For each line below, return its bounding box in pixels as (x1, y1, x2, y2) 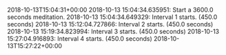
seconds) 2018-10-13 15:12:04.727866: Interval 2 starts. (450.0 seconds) (7, 20, 214, 28)
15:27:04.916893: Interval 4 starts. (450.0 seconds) (7, 35, 153, 43)
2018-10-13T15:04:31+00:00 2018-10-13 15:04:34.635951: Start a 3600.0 (7, 6, 214, 14)
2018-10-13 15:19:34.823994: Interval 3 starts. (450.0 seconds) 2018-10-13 (7, 27, 219, 35)
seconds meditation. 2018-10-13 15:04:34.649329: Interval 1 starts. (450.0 (7, 13, 218, 21)
